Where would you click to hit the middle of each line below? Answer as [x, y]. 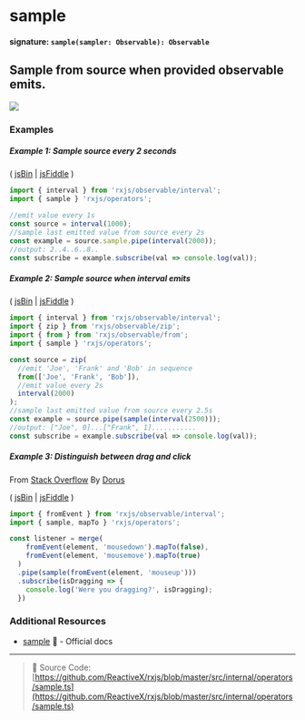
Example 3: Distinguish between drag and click [100, 457]
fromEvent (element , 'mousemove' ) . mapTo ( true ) [113, 556]
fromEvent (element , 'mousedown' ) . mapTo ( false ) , [117, 547]
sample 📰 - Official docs [68, 641]
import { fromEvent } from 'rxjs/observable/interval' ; [117, 514]
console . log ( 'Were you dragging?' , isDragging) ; [119, 589]
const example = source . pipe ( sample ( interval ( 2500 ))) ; [115, 420]
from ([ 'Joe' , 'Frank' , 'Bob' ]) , [79, 377]
